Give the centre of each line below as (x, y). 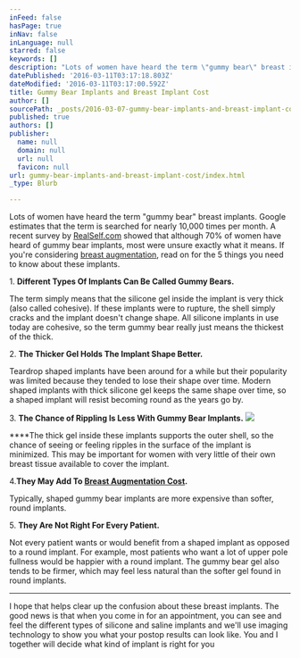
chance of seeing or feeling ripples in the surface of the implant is (130, 445)
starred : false (37, 51)
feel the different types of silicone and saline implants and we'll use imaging (149, 625)
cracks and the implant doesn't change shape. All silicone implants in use (144, 318)
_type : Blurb (33, 184)
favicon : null (43, 167)
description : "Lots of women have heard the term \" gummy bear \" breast (147, 68)
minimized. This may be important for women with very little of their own (142, 454)
